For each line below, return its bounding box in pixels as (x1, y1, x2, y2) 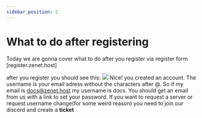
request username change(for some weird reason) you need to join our (6, 99, 184, 107)
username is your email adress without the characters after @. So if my (6, 80, 184, 88)
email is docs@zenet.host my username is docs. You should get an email (6, 87, 189, 94)
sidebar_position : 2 (6, 8, 59, 15)
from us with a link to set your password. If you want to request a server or (6, 93, 193, 100)
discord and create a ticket (6, 106, 74, 113)
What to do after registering (6, 34, 149, 48)
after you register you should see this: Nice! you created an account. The (6, 74, 197, 81)
